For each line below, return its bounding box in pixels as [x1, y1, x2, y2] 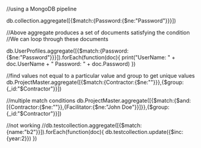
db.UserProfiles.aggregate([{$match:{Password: [6, 47, 129, 54]
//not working [6, 122, 41, 129]
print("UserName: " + [121, 54, 176, 61]
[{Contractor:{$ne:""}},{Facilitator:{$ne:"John [6, 103, 121, 111]
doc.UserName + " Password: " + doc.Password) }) [6, 61, 136, 67]
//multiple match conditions [6, 97, 75, 104]
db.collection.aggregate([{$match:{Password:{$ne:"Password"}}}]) [6, 17, 176, 24]
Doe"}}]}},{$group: [121, 103, 170, 111]
